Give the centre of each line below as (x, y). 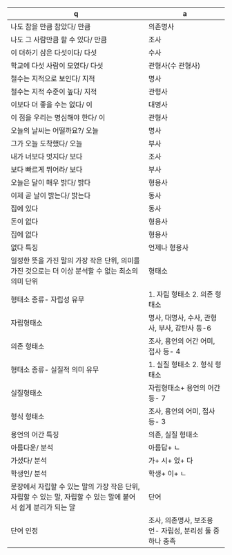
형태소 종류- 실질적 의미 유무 (55, 370)
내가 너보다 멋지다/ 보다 (47, 157)
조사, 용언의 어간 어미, (182, 341)
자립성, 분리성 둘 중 (190, 531)
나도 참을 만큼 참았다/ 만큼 (51, 27)
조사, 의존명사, (170, 520)
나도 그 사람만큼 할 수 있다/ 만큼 (59, 39)
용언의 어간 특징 (35, 434)
